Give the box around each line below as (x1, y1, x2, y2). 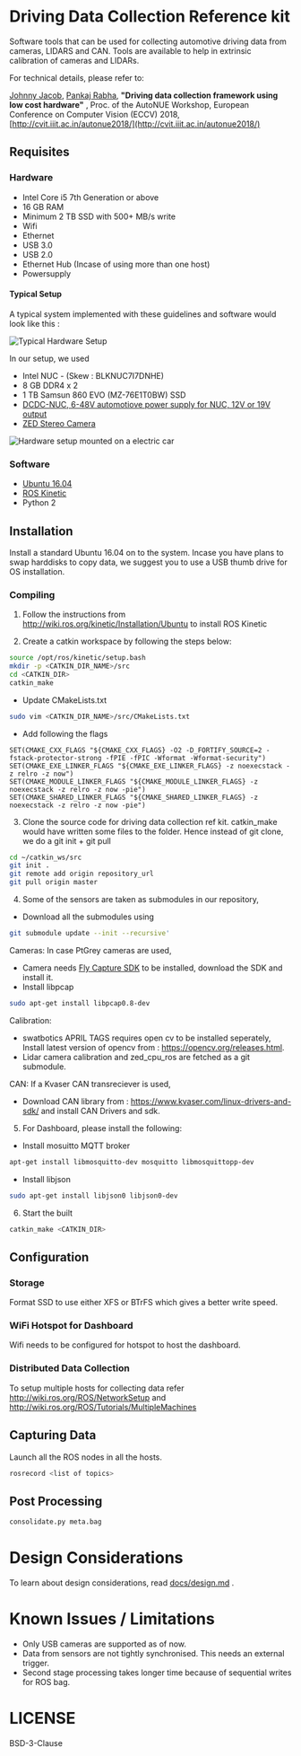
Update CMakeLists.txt (21, 694, 107, 706)
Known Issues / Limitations (9, 1609, 215, 1629)
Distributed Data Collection (9, 1362, 130, 1374)
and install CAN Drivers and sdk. (40, 1105, 161, 1116)
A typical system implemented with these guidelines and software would (9, 308, 277, 320)
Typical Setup (9, 289, 63, 300)
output (21, 408, 47, 419)
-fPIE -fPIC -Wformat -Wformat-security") (105, 753, 267, 762)
